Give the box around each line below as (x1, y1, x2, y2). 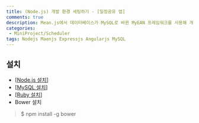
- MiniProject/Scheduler (8, 31, 70, 37)
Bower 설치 (14, 98, 42, 105)
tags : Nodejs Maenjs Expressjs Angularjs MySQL (6, 36, 126, 42)
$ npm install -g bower (20, 110, 76, 117)
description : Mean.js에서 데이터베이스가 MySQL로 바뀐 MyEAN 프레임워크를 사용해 (6, 20, 187, 25)
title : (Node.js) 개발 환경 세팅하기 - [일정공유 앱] (6, 8, 126, 15)
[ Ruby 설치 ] (14, 91, 43, 98)
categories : (6, 25, 36, 31)
